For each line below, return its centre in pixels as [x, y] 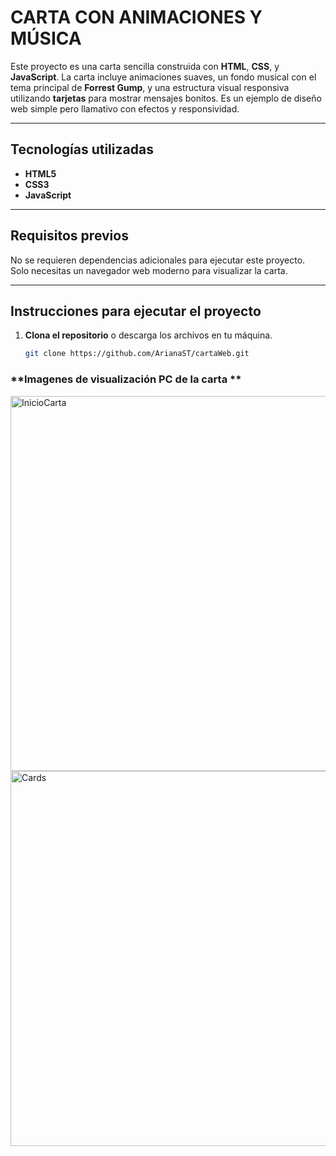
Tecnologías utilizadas [82, 149]
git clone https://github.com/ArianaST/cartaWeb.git [137, 354]
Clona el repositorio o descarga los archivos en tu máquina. [148, 335]
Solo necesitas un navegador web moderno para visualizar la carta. [149, 270]
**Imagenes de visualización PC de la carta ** [126, 379]
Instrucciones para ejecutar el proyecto [136, 311]
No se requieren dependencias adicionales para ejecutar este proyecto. [158, 260]
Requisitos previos [69, 236]
